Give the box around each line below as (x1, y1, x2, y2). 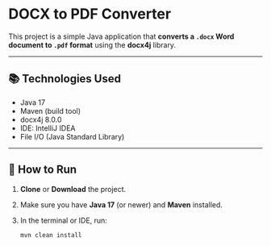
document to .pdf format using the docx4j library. (8, 40, 176, 49)
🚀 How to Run (8, 163, 77, 177)
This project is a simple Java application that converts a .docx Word (8, 31, 235, 41)
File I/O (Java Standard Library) (19, 131, 125, 141)
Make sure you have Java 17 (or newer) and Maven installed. (19, 199, 223, 210)
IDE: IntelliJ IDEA (19, 123, 76, 133)
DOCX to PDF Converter (8, 5, 172, 23)
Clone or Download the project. (19, 184, 127, 194)
